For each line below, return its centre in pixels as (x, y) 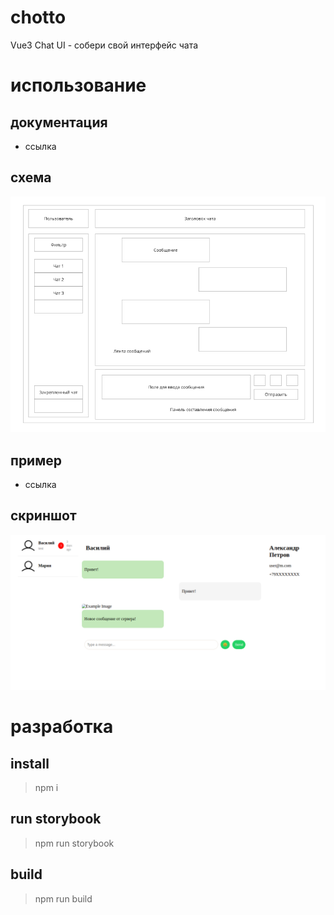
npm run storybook (74, 843)
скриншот (43, 516)
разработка (62, 727)
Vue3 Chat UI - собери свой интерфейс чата (104, 45)
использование (78, 85)
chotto (38, 17)
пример (36, 460)
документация (59, 122)
